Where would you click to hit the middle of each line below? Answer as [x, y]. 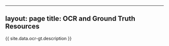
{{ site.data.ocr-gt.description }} [38, 38]
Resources [22, 26]
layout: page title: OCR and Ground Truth [70, 19]
